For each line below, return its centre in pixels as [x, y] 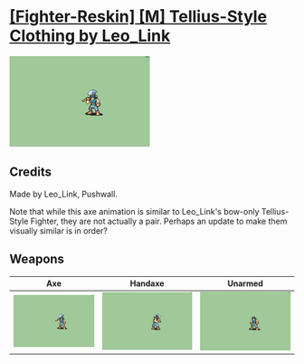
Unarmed [246, 283]
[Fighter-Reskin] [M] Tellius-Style [138, 17]
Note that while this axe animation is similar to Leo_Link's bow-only [134, 211]
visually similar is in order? [59, 230]
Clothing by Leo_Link [90, 36]
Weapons [37, 259]
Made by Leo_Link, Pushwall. [63, 194]
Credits [31, 172]
